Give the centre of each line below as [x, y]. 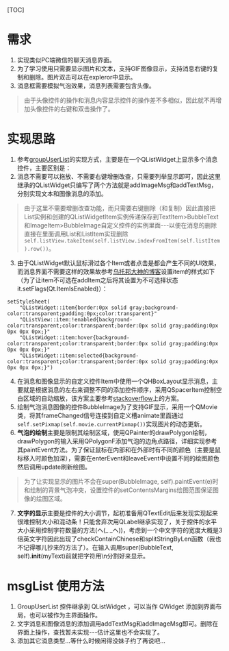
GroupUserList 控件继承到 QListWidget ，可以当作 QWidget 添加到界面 [116, 606]
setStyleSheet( [29, 302]
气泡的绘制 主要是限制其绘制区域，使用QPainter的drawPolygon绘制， [113, 432]
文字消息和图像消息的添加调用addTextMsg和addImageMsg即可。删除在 [118, 624]
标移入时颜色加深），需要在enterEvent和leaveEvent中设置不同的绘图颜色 [118, 458]
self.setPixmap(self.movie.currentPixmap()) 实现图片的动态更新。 [111, 423]
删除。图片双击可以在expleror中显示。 [83, 77]
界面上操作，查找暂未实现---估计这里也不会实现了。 [90, 632]
